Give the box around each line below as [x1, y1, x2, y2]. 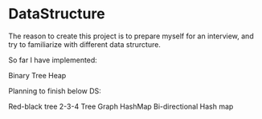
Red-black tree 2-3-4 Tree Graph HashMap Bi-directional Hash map [8, 101, 234, 111]
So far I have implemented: [8, 55, 98, 65]
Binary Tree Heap [8, 70, 67, 80]
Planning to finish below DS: [8, 85, 102, 96]
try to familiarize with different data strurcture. [8, 39, 161, 49]
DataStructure [8, 5, 106, 23]
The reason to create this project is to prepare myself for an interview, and [8, 31, 255, 41]
